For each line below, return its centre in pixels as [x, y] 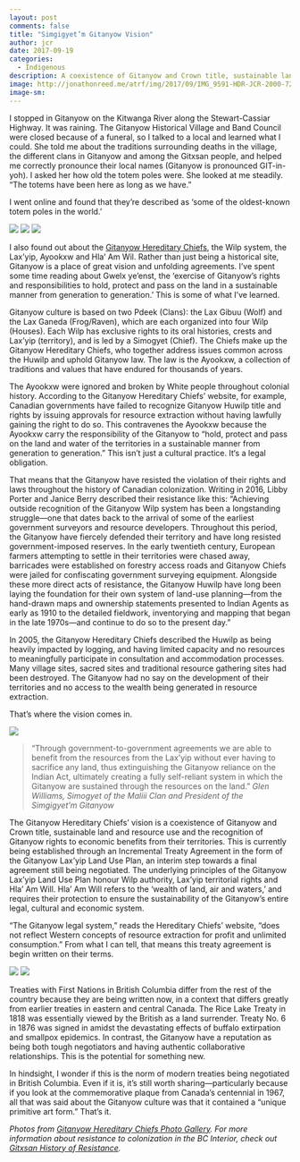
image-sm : [28, 92]
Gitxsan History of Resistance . [65, 1148]
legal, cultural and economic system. [77, 908]
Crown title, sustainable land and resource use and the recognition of [136, 832]
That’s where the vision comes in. [71, 714]
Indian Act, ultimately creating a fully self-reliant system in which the [157, 776]
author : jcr [31, 42]
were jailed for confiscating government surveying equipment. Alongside [143, 574]
